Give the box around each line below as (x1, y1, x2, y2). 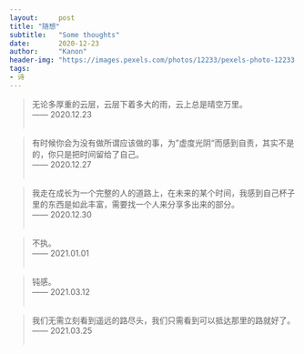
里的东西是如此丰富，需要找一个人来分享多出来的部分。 (31, 198, 239, 209)
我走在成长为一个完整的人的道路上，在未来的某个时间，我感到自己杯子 (31, 187, 296, 198)
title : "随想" (9, 22, 61, 31)
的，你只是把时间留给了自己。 (31, 148, 144, 159)
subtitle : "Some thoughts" (9, 30, 120, 39)
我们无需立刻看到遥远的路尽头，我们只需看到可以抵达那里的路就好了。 (31, 315, 296, 326)
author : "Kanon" (9, 47, 88, 56)
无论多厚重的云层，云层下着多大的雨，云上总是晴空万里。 (31, 98, 248, 109)
